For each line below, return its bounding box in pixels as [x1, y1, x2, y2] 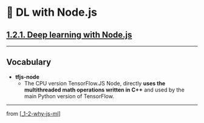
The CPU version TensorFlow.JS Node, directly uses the [24, 79, 166, 87]
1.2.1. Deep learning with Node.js [6, 30, 132, 40]
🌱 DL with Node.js [6, 5, 97, 19]
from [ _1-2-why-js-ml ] [6, 110, 61, 117]
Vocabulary [6, 57, 52, 67]
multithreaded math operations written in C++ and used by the [24, 86, 185, 93]
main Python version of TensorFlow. [24, 92, 114, 99]
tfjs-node [15, 73, 39, 81]
